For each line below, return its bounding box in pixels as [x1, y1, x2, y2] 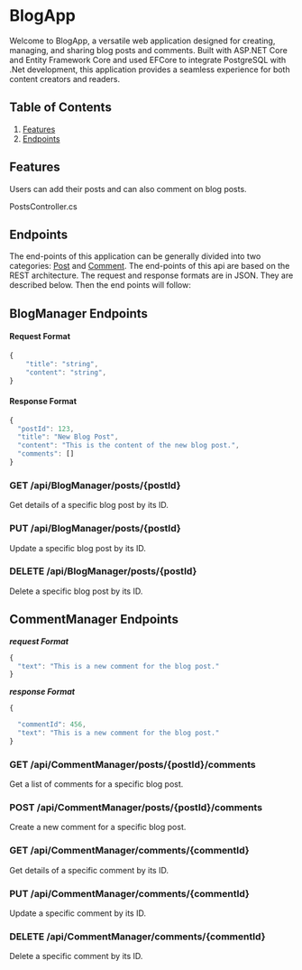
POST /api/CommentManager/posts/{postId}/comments [9, 800, 263, 813]
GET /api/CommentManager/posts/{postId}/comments [9, 758, 257, 771]
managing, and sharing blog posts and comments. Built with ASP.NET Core [9, 44, 288, 55]
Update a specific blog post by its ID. [9, 542, 147, 553]
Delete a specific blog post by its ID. [9, 586, 143, 596]
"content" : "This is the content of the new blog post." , [17, 441, 241, 450]
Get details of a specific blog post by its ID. [9, 500, 169, 511]
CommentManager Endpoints [9, 612, 178, 627]
